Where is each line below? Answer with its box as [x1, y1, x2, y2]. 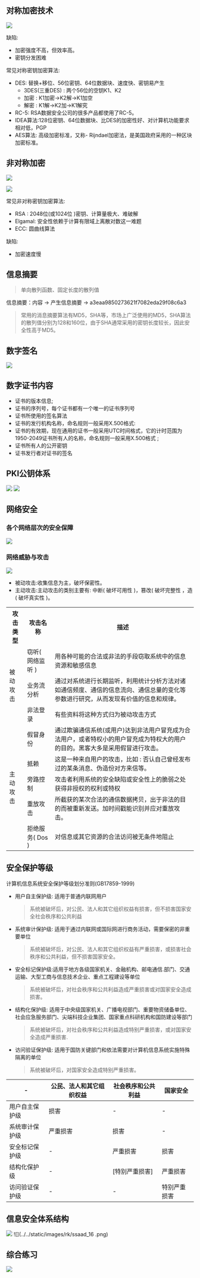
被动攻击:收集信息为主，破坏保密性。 [14, 579, 105, 586]
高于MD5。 [31, 327, 59, 334]
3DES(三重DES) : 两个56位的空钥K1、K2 [23, 86, 122, 94]
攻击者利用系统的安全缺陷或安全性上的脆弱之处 [54, 775, 186, 783]
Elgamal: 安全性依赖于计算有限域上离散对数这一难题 [14, 217, 142, 225]
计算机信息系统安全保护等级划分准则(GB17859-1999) [6, 880, 135, 887]
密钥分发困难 [14, 54, 46, 61]
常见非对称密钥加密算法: [6, 197, 65, 205]
